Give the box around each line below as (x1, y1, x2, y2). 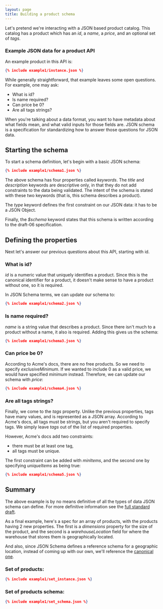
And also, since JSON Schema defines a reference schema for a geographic (5, 543, 158, 549)
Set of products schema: (5, 588, 65, 595)
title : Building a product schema (5, 12, 75, 17)
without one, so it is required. (5, 282, 64, 288)
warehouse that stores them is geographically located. (5, 534, 114, 539)
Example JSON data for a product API (5, 47, 95, 54)
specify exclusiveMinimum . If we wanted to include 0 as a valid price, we (5, 366, 151, 372)
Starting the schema (5, 146, 68, 154)
